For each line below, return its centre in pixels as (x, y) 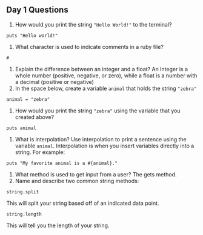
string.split (23, 192)
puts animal (21, 128)
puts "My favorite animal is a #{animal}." (62, 163)
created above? (35, 117)
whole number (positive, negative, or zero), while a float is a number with (106, 76)
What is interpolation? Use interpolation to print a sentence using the (101, 139)
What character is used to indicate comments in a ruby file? (89, 47)
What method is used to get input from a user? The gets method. (96, 174)
